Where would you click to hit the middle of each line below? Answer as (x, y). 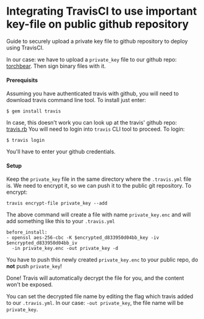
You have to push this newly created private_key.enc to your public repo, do (102, 260)
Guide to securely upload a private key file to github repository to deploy (97, 41)
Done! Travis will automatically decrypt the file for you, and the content (95, 278)
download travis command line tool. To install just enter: (76, 100)
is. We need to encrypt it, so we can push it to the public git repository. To (99, 186)
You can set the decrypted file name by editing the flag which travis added (100, 296)
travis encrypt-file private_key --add (57, 204)
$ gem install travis (34, 111)
